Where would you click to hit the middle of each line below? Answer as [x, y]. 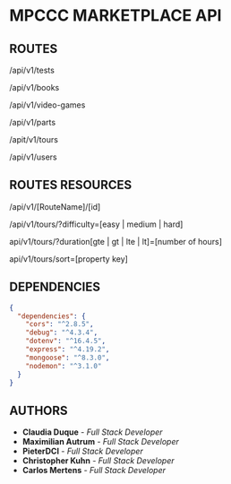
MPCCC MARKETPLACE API [115, 16]
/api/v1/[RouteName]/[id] [55, 206]
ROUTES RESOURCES [71, 185]
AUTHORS [39, 410]
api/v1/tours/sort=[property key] [68, 259]
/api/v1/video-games [47, 105]
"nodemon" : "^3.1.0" [64, 366]
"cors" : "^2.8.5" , [60, 324]
